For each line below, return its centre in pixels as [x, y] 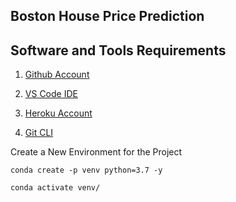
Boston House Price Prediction [107, 16]
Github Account [57, 75]
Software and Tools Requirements [118, 50]
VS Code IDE [51, 94]
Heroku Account [58, 113]
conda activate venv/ [55, 188]
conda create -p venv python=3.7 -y [86, 170]
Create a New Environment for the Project [96, 152]
